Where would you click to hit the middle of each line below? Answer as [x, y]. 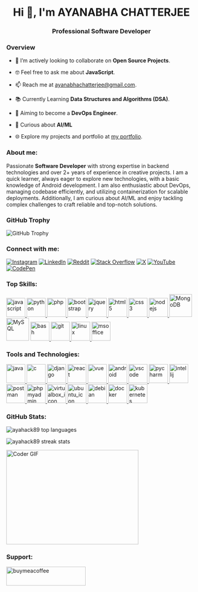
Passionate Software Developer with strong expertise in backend [88, 166]
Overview [21, 48]
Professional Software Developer [101, 31]
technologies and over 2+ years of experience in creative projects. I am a [97, 172]
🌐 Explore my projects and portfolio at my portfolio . [79, 137]
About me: [22, 152]
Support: [20, 557]
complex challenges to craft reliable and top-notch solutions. [82, 204]
